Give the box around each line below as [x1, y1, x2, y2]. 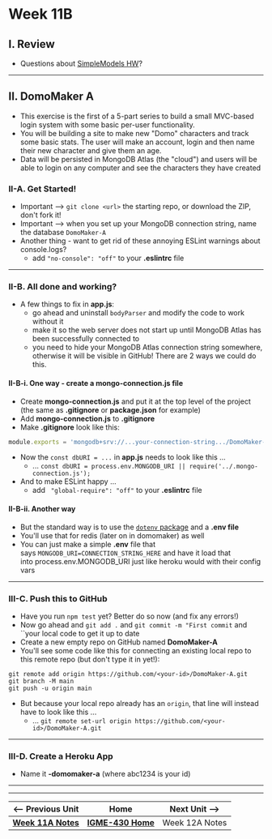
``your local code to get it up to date [19, 628, 140, 638]
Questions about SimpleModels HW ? [19, 58, 143, 68]
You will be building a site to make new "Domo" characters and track [19, 128, 249, 138]
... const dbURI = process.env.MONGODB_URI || [32, 461, 186, 471]
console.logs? [19, 245, 67, 255]
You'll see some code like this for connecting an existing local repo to [19, 645, 252, 655]
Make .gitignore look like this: [19, 422, 120, 432]
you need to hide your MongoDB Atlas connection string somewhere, [32, 342, 263, 353]
